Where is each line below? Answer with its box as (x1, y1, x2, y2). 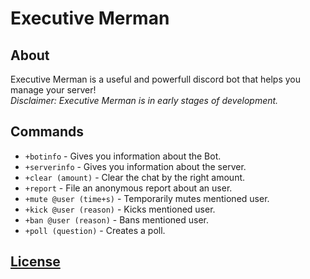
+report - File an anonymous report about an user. (24, 182, 233, 194)
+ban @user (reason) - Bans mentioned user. (24, 213, 210, 226)
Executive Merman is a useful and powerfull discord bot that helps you (10, 73, 302, 85)
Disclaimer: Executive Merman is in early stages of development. (10, 95, 279, 106)
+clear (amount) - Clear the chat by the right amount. (24, 171, 246, 183)
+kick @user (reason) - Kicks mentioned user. (24, 203, 216, 215)
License (10, 253, 61, 271)
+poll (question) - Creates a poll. (24, 224, 166, 236)
